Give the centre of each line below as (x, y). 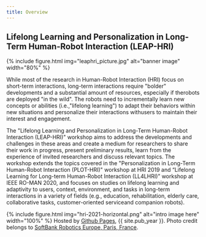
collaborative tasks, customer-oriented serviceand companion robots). (96, 203)
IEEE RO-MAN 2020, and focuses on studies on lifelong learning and (93, 183)
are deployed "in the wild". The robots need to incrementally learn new (96, 99)
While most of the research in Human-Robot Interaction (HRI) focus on (95, 80)
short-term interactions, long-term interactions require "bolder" (86, 86)
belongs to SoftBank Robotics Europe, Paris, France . (72, 227)
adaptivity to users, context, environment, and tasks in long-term (88, 189)
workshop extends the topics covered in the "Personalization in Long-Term (101, 163)
